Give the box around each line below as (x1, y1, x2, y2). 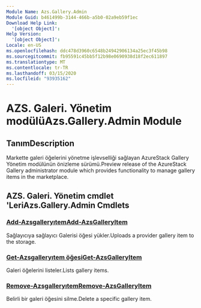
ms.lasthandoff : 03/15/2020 (6, 70, 77, 76)
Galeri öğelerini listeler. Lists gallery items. (6, 267, 109, 274)
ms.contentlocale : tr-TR (6, 64, 68, 71)
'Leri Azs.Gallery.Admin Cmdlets (6, 200, 130, 210)
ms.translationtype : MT (6, 59, 66, 65)
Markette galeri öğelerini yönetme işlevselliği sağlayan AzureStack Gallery (6, 154, 189, 162)
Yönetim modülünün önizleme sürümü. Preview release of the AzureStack (6, 160, 187, 168)
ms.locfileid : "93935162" (6, 76, 71, 82)
